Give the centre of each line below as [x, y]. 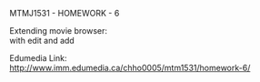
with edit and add [42, 41]
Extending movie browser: [58, 31]
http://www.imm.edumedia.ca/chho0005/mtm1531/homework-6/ [130, 68]
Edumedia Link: [38, 58]
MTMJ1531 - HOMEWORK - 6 [65, 13]
